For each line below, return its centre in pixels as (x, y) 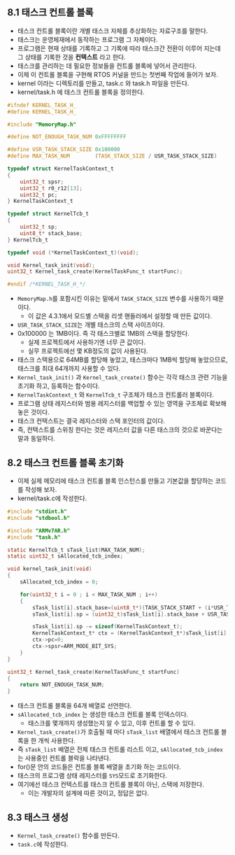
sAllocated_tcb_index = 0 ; (59, 582)
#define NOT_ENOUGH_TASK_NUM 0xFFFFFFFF (67, 137)
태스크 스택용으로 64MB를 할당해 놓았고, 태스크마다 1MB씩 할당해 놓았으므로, (122, 360)
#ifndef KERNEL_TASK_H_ (42, 105)
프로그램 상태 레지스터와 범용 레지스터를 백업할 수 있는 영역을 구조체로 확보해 (122, 404)
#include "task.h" (34, 537)
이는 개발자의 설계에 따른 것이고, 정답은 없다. (88, 793)
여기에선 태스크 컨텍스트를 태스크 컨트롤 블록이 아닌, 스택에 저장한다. (111, 784)
